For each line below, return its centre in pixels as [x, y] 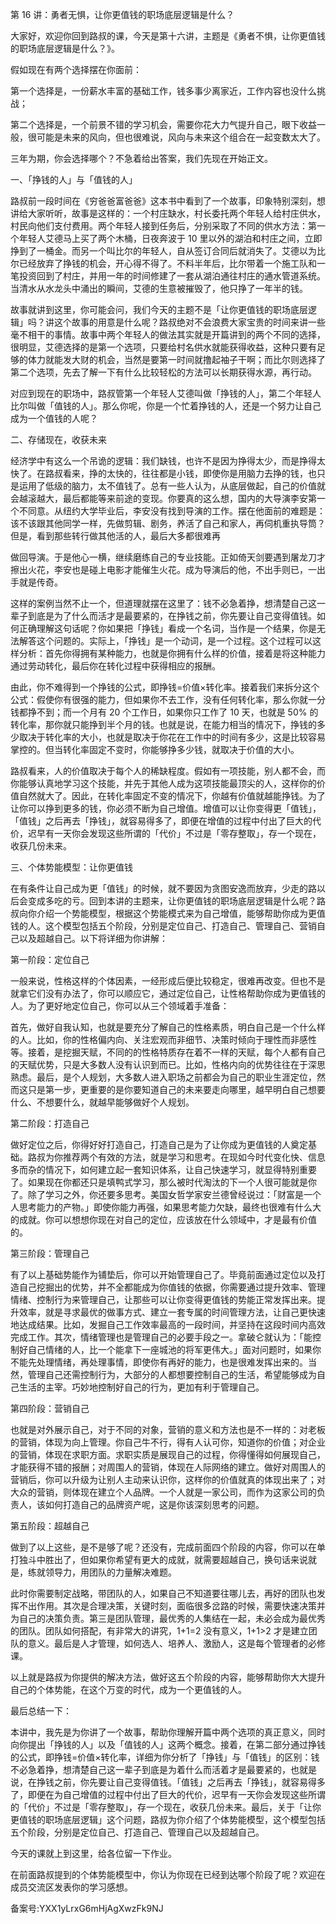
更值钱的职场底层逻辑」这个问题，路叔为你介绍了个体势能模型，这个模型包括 [168, 1819]
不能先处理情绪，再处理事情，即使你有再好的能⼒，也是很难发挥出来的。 [159, 1362]
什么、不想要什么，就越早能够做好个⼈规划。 [102, 1102]
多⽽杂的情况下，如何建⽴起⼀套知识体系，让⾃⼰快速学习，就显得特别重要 [163, 1169]
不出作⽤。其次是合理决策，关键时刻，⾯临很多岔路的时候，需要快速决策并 [172, 1606]
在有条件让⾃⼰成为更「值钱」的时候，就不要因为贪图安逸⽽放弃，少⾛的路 [163, 888]
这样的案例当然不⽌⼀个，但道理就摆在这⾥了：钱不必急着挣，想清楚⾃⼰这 [163, 603]
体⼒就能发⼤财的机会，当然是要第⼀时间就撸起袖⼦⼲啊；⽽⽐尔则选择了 [176, 359]
